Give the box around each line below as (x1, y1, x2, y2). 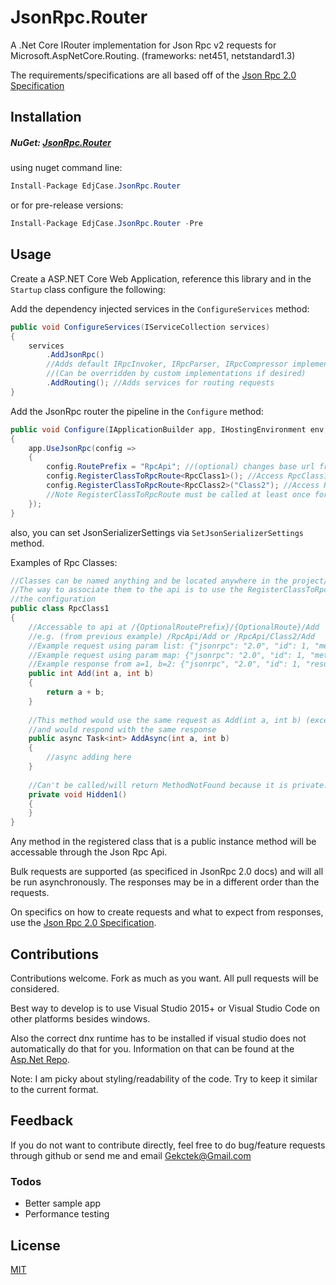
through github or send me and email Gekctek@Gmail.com (10, 1149, 252, 1161)
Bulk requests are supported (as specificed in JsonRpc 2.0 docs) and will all (10, 866, 324, 878)
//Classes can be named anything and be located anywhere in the (10, 576, 288, 586)
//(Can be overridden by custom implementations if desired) (46, 369, 307, 379)
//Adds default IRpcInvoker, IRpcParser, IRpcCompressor (46, 359, 288, 370)
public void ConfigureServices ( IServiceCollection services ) (10, 322, 271, 332)
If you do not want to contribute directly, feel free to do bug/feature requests (10, 1139, 326, 1151)
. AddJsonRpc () (46, 350, 105, 360)
